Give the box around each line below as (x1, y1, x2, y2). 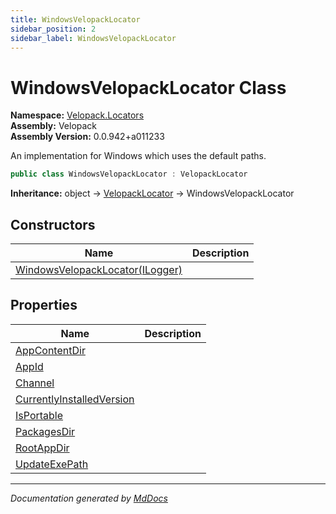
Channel (15, 376, 55, 390)
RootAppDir (15, 441, 70, 455)
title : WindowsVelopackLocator (10, 14, 141, 25)
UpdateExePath (15, 457, 89, 471)
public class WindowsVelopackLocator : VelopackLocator (10, 169, 248, 180)
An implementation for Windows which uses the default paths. (10, 150, 267, 162)
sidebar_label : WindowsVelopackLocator (10, 33, 177, 43)
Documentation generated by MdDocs (10, 492, 168, 504)
